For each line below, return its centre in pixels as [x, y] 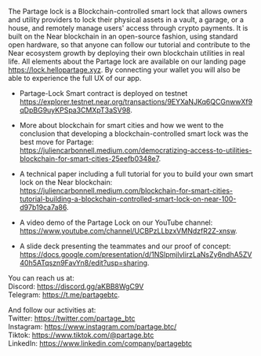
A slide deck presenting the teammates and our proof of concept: [125, 246]
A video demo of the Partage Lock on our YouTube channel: [116, 222]
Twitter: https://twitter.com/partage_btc [72, 318]
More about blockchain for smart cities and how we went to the [121, 125]
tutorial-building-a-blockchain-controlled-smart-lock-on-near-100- [128, 199]
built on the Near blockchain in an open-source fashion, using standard [123, 36]
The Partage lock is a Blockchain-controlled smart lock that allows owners [128, 11]
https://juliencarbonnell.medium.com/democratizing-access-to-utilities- [136, 150]
